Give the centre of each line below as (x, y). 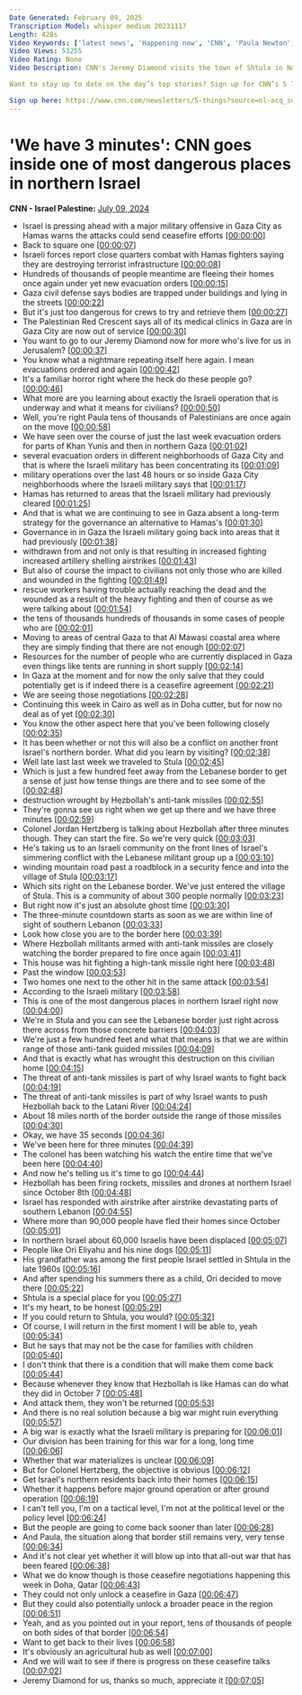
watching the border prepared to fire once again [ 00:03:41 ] (132, 953)
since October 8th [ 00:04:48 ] (77, 1192)
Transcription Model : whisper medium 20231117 (98, 26)
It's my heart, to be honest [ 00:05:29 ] (92, 1307)
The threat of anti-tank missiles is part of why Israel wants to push (145, 1096)
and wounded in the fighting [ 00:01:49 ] (95, 580)
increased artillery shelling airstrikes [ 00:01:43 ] (110, 560)
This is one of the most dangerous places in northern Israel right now (150, 1001)
